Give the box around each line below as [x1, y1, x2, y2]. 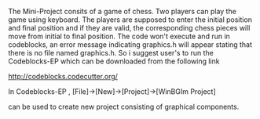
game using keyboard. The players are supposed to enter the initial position [8, 15, 253, 24]
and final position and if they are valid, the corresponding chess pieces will [8, 23, 251, 32]
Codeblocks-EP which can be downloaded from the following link [8, 56, 220, 66]
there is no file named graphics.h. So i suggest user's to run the [8, 49, 214, 57]
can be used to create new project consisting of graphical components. [8, 102, 240, 111]
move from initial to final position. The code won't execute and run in [8, 31, 230, 41]
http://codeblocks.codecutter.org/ [8, 72, 118, 81]
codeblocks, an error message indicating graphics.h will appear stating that [8, 40, 253, 49]
